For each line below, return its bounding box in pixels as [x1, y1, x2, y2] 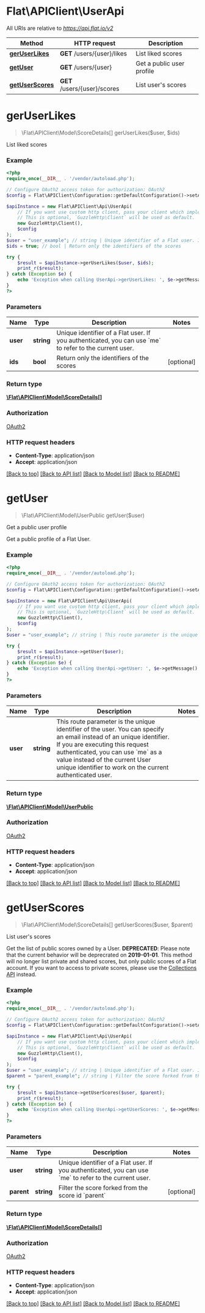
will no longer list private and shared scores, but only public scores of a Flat [6, 958, 196, 965]
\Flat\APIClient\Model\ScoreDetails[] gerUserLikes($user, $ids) [21, 129, 180, 136]
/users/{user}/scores [60, 84, 120, 93]
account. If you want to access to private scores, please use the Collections [6, 964, 197, 972]
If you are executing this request [56, 740, 149, 749]
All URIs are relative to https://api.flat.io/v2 [6, 24, 114, 32]
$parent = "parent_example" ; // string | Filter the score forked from [6, 1073, 192, 1079]
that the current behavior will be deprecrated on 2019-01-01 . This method [6, 951, 192, 959]
